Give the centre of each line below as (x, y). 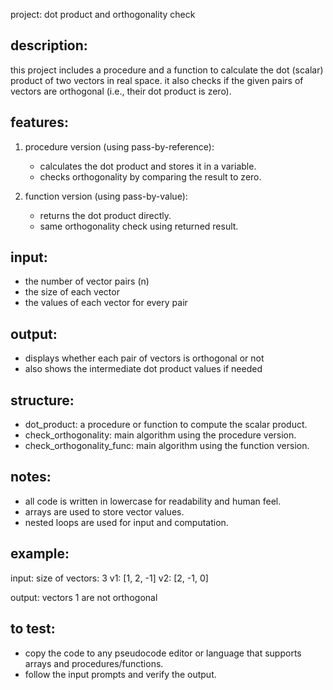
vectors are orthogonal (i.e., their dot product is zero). (121, 91)
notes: (31, 477)
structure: (42, 400)
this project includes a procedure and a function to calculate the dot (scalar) (167, 70)
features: (39, 122)
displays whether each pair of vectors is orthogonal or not (144, 358)
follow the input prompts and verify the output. (120, 674)
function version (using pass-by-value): (106, 196)
